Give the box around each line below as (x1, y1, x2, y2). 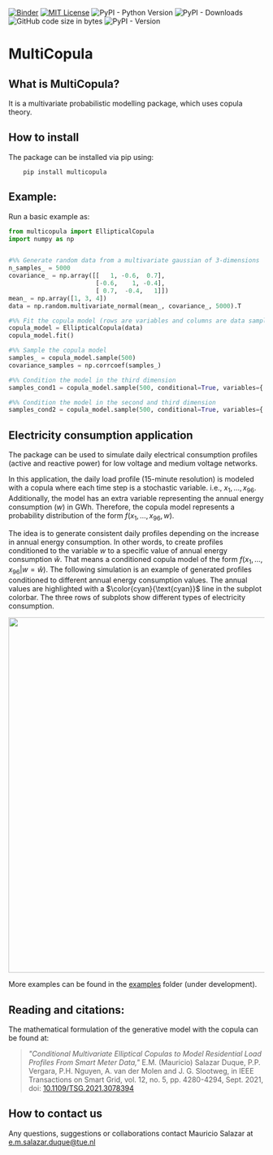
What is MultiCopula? (8, 77, 120, 91)
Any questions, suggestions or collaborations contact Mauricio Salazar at (8, 1128, 253, 1138)
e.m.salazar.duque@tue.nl (8, 1137, 96, 1147)
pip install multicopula (23, 167, 107, 176)
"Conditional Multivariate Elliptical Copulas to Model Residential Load (28, 1049, 262, 1059)
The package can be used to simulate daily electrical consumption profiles (8, 450, 258, 460)
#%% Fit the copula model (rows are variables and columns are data (8, 317, 245, 325)
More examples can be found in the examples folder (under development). (8, 980, 258, 989)
